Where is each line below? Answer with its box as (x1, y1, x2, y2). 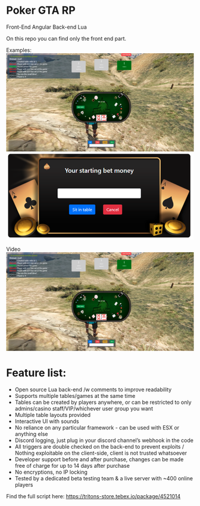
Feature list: (6, 366, 67, 379)
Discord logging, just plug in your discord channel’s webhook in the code (14, 437, 193, 444)
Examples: (6, 46, 32, 54)
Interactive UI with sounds (14, 418, 79, 425)
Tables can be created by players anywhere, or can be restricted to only (14, 398, 192, 406)
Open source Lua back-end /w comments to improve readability (14, 386, 172, 393)
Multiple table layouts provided (14, 411, 91, 418)
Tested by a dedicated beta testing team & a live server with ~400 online (14, 474, 193, 482)
